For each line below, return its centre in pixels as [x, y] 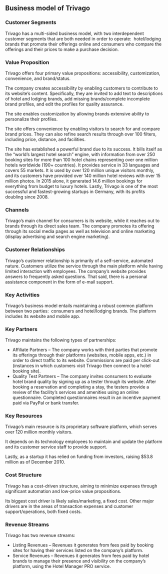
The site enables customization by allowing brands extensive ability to [77, 113]
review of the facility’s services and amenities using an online [75, 392]
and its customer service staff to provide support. [56, 447]
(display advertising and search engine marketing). [57, 236]
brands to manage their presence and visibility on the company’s [79, 561]
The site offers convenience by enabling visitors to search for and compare [82, 128]
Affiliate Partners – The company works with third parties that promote [85, 350]
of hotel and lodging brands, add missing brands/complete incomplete [77, 98]
